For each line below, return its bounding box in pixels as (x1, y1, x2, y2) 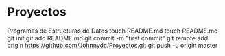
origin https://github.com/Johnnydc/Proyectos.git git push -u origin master (7, 41, 218, 49)
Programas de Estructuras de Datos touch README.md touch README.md (7, 27, 218, 35)
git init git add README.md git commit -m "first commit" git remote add (7, 33, 209, 42)
